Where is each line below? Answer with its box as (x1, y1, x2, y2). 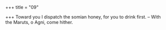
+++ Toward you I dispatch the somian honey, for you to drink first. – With (5, 14, 161, 19)
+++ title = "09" (5, 4, 39, 10)
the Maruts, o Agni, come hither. (5, 19, 73, 25)
